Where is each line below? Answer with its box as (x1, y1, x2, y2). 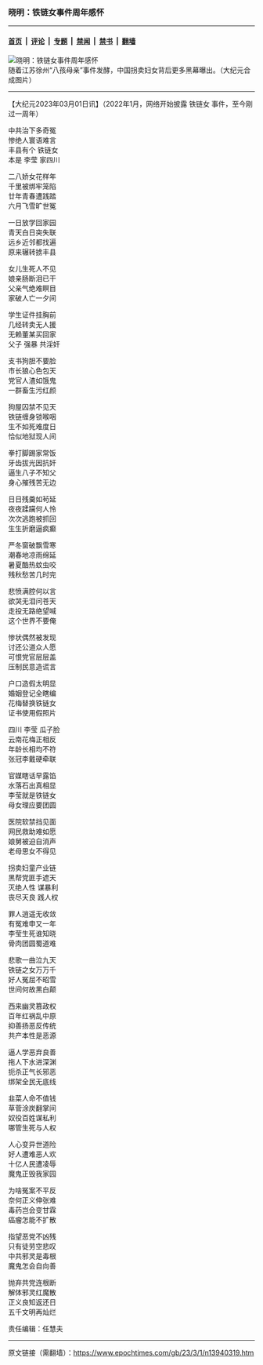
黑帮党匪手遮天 (8, 872, 56, 882)
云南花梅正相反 (8, 734, 56, 744)
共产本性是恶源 (8, 1030, 56, 1040)
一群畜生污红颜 (8, 385, 56, 395)
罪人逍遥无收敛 (8, 908, 56, 919)
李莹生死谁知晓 (8, 928, 56, 938)
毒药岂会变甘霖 (8, 1205, 56, 1214)
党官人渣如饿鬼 (8, 375, 56, 385)
